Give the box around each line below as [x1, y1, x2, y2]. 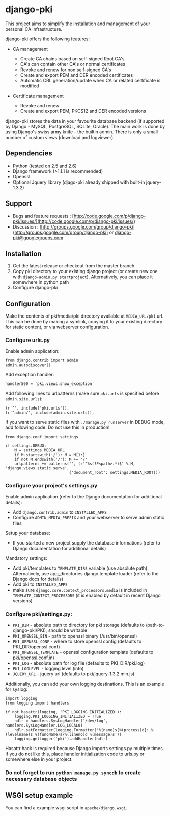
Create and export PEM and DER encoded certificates [20, 72, 133, 78]
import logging [5, 696, 38, 701]
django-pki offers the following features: [5, 36, 90, 42]
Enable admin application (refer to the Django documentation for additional [5, 493, 162, 500]
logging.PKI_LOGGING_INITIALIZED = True [14, 714, 101, 719]
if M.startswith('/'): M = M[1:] [14, 452, 86, 458]
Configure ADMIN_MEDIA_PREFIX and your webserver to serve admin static [12, 514, 164, 520]
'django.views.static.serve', [5, 466, 70, 471]
